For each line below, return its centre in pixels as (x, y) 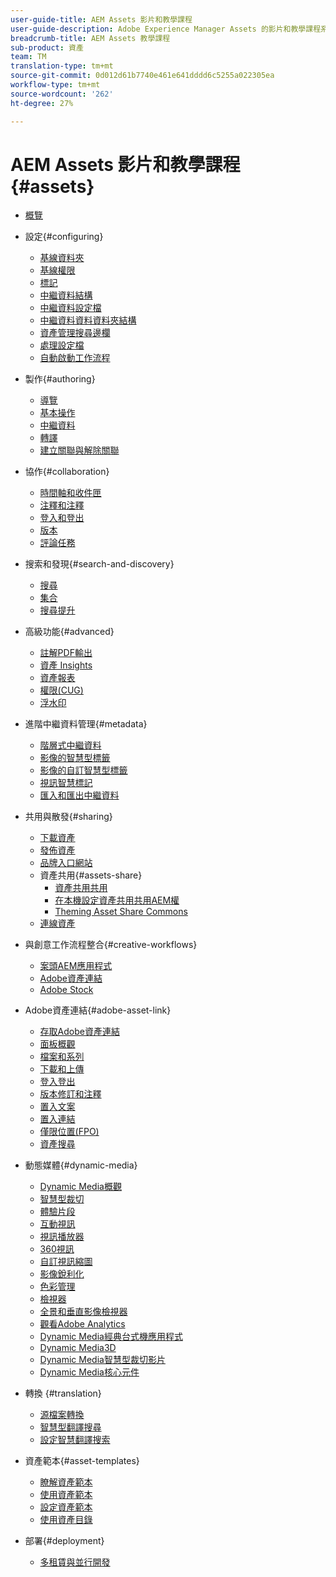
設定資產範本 (66, 1507)
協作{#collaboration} (67, 472)
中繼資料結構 (66, 295)
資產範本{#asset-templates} (82, 1461)
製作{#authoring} (60, 379)
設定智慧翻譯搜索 (75, 1440)
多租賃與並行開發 (75, 1562)
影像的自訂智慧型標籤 (83, 770)
